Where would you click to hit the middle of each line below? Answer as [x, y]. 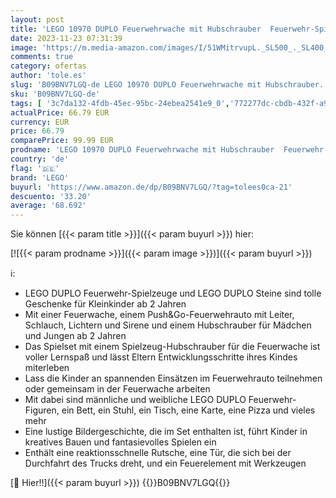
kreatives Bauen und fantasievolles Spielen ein [120, 442]
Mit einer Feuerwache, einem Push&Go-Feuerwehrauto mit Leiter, [159, 315]
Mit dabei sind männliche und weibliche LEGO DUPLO [135, 400]
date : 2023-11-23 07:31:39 [66, 38]
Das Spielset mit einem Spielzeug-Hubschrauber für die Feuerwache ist [172, 347]
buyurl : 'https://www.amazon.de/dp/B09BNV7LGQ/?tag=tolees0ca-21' [151, 187]
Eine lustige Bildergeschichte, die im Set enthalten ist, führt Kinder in [166, 432]
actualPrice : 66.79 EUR [60, 112]
